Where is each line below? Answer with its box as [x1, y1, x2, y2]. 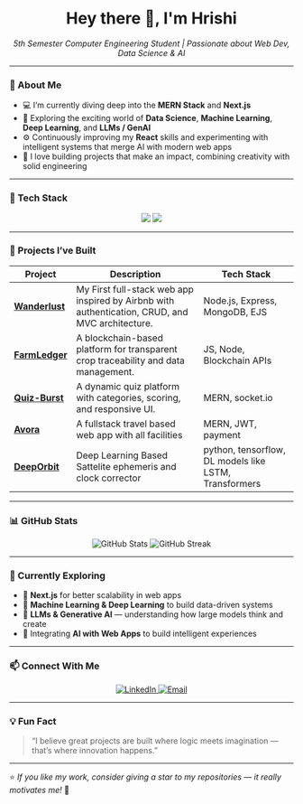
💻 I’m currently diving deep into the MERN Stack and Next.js [22, 99, 251, 111]
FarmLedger [14, 348, 68, 360]
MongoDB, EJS [203, 305, 268, 318]
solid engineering [22, 161, 87, 172]
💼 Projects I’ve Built [9, 244, 96, 257]
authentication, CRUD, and [76, 305, 188, 318]
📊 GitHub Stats [9, 514, 78, 527]
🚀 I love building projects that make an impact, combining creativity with [22, 151, 290, 162]
